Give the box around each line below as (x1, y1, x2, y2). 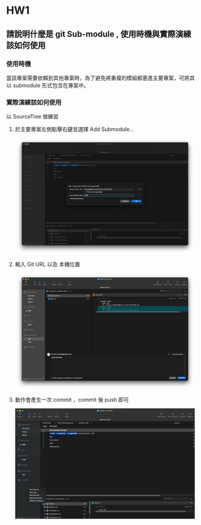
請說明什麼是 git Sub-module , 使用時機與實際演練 (6, 29, 191, 39)
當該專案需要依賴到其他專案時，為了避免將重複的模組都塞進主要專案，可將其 (6, 74, 195, 81)
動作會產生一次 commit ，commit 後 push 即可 (14, 396, 129, 403)
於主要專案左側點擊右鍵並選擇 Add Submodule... (14, 126, 135, 133)
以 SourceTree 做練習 (6, 113, 59, 120)
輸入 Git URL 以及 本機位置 (14, 261, 81, 268)
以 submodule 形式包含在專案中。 (6, 81, 90, 89)
